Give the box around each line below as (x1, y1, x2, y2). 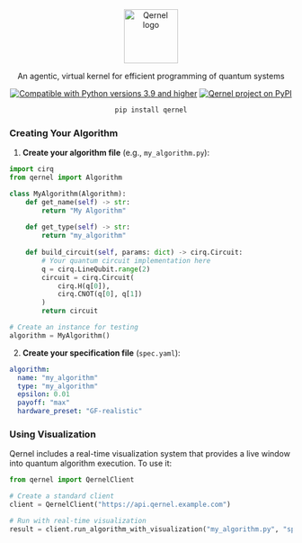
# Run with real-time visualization (9, 516, 147, 525)
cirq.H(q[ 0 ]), (57, 281, 111, 291)
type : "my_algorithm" (17, 382, 99, 391)
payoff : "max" (17, 398, 70, 408)
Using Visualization (9, 428, 96, 440)
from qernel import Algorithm (9, 173, 123, 183)
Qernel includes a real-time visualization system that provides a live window (9, 448, 290, 459)
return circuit (41, 306, 99, 316)
